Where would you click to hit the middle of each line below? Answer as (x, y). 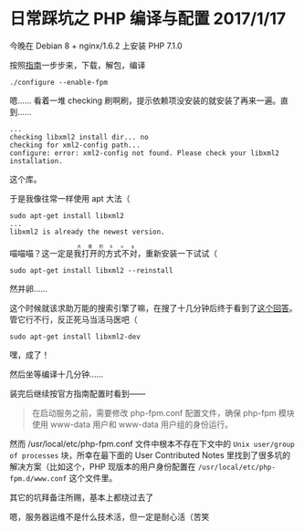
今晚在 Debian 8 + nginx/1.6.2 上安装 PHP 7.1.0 (96, 46)
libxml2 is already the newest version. (88, 232)
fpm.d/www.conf (38, 479)
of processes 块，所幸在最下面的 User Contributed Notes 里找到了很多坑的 (150, 455)
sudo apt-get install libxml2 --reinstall (91, 270)
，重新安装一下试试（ (177, 253)
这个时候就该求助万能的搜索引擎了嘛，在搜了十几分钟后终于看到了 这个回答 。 (153, 307)
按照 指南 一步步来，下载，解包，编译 (78, 65)
